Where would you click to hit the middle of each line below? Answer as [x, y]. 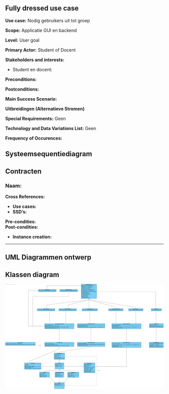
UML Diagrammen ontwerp [48, 257]
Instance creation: [32, 237]
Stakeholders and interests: [35, 60]
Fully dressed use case [42, 8]
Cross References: [25, 196]
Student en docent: [32, 69]
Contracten [23, 171]
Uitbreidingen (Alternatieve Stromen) [45, 109]
